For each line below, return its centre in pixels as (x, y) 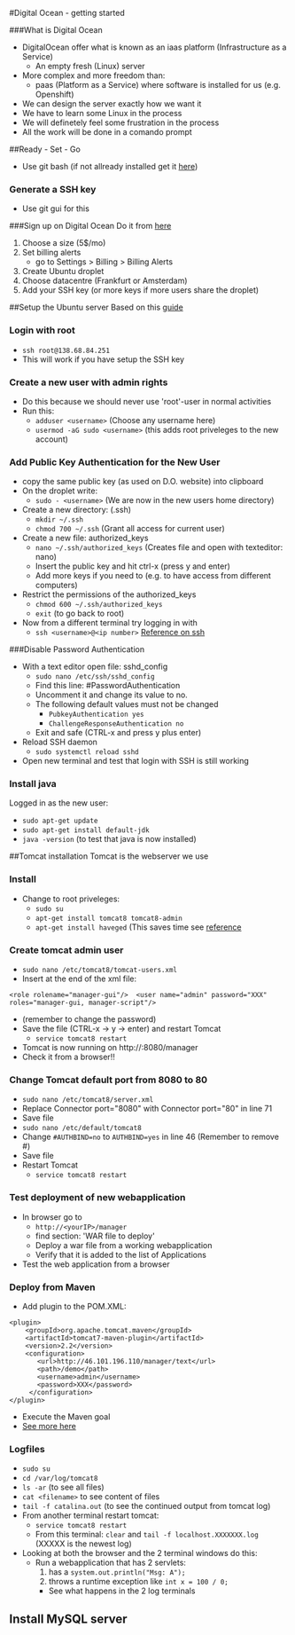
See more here (49, 1426)
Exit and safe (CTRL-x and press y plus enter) (118, 733)
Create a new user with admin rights (89, 382)
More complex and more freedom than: (93, 75)
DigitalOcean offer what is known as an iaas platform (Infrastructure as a (154, 47)
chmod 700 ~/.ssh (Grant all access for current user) (130, 529)
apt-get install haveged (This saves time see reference (138, 927)
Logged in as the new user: (59, 803)
